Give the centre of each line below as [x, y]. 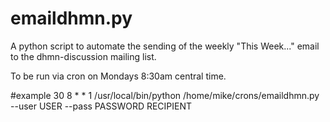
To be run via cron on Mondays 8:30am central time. [118, 76]
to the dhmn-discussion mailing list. [83, 56]
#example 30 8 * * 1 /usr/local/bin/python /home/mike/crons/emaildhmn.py [165, 95]
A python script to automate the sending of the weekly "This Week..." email [165, 46]
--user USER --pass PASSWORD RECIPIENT [101, 106]
